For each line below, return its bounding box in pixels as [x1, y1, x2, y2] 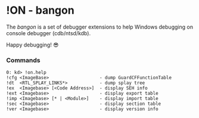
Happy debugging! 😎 [6, 41, 59, 48]
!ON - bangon [6, 4, 74, 17]
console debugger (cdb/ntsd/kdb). [6, 29, 91, 36]
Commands [6, 56, 41, 64]
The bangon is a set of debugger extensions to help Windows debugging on [6, 23, 194, 30]
